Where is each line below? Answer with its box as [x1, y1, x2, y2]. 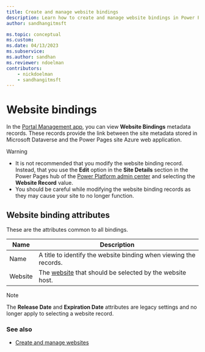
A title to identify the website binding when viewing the [38, 251, 196, 259]
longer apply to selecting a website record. [6, 310, 114, 317]
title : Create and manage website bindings [6, 9, 119, 15]
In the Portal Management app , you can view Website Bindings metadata [6, 123, 191, 131]
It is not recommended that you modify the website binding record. [15, 160, 184, 167]
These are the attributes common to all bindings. [6, 226, 128, 233]
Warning [6, 148, 27, 156]
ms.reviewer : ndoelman [6, 59, 64, 66]
